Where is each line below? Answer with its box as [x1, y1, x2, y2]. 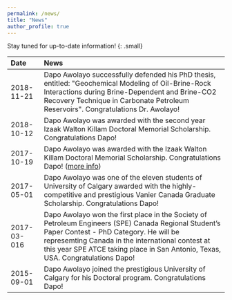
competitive [43, 190, 82, 200]
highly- [172, 181, 197, 191]
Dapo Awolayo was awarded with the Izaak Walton [43, 144, 207, 154]
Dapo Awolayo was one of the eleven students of [43, 173, 202, 182]
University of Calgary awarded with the [43, 181, 171, 191]
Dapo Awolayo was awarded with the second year [43, 115, 206, 125]
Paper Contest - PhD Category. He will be [43, 227, 180, 237]
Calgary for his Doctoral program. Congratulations [43, 273, 206, 283]
